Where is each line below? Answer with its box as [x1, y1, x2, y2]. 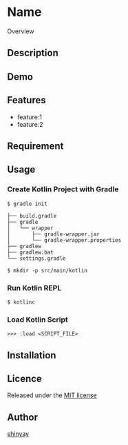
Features [7, 94, 46, 106]
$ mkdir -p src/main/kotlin [7, 267, 88, 274]
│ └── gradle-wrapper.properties [7, 236, 122, 243]
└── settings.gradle [7, 254, 67, 262]
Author [7, 411, 38, 423]
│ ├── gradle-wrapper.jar [7, 230, 100, 238]
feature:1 [17, 112, 43, 121]
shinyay [7, 430, 30, 438]
